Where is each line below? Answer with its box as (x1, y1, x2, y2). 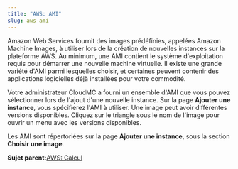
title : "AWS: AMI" (7, 10, 62, 18)
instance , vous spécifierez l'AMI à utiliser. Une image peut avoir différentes (7, 103, 227, 111)
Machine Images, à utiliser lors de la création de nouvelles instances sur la (7, 44, 225, 53)
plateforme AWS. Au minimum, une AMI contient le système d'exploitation (7, 51, 224, 60)
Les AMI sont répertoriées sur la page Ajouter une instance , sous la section (7, 132, 230, 141)
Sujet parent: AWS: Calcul (7, 153, 83, 162)
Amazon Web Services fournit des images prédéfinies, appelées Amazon (7, 36, 222, 45)
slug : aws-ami (7, 17, 50, 24)
